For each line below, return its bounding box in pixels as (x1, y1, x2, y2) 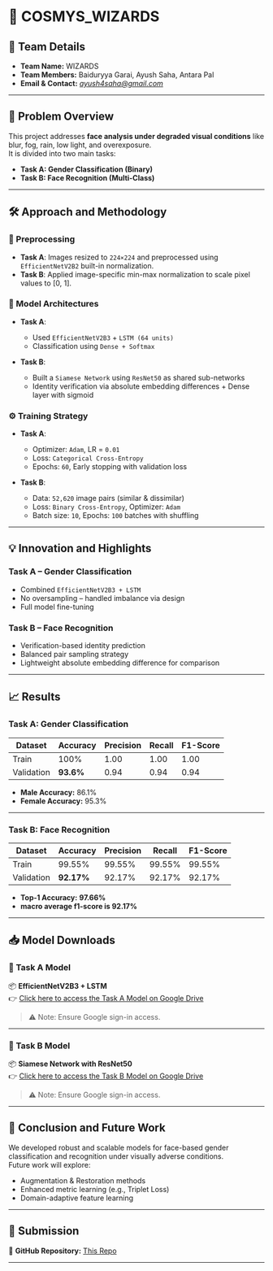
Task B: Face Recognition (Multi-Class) (19, 172, 155, 182)
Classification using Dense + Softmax (32, 341, 155, 350)
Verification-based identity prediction (19, 641, 146, 651)
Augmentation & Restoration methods (19, 1175, 146, 1186)
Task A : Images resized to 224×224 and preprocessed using (19, 252, 219, 262)
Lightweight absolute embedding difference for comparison (19, 658, 220, 668)
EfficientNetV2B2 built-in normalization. (19, 260, 154, 271)
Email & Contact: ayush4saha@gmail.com (19, 79, 164, 88)
